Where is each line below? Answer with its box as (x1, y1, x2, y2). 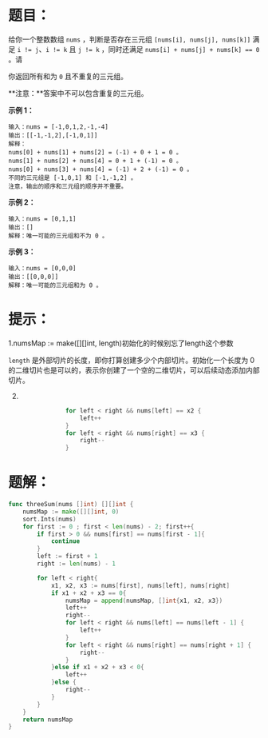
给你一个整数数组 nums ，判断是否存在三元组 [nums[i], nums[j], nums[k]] (8, 34, 251, 44)
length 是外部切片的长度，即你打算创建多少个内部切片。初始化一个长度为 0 (8, 355, 255, 365)
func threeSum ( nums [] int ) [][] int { (8, 501, 134, 509)
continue (50, 537, 81, 545)
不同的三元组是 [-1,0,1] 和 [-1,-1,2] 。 (8, 174, 137, 182)
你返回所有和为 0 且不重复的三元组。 (8, 71, 128, 81)
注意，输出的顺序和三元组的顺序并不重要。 (8, 182, 128, 190)
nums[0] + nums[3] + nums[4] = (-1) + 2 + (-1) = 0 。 (8, 165, 193, 174)
